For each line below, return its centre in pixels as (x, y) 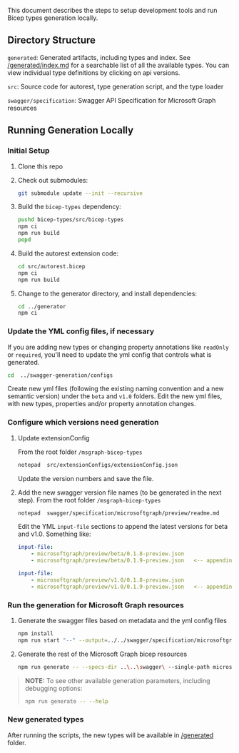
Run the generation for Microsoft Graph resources (96, 605)
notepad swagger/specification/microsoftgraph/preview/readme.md (118, 513)
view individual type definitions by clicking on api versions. (94, 72)
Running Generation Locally (71, 130)
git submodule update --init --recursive (80, 193)
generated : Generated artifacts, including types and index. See (99, 57)
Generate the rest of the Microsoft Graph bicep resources (102, 654)
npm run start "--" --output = (63, 640)
